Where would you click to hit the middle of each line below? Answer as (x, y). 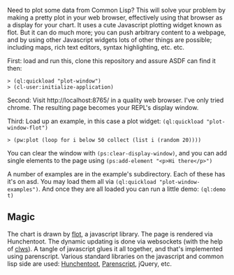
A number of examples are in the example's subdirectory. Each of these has (116, 174)
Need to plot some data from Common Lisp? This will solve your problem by (116, 10)
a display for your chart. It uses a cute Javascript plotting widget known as (115, 25)
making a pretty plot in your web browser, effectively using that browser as (115, 17)
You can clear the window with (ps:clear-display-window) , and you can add (117, 153)
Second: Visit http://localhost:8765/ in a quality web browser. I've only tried (116, 100)
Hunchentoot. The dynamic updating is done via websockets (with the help (115, 241)
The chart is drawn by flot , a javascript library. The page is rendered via (110, 234)
